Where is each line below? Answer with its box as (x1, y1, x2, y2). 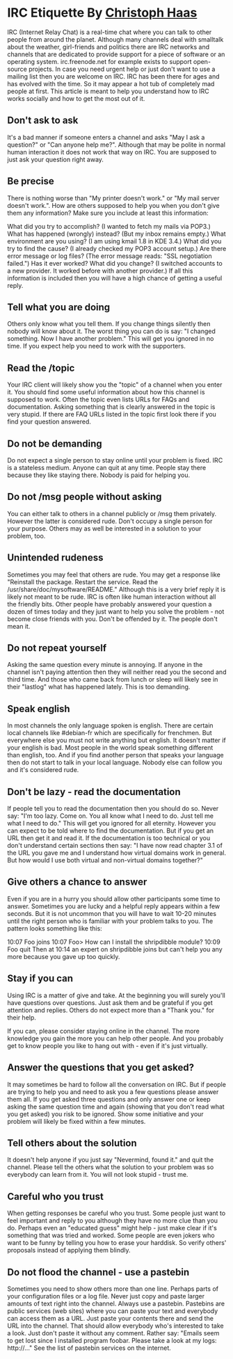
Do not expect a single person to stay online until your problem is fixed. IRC (7, 456, 223, 464)
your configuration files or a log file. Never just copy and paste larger (7, 1292, 205, 1300)
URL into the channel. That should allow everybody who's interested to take (7, 1321, 224, 1330)
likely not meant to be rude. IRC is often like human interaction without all (7, 593, 216, 601)
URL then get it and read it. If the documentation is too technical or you (7, 834, 211, 842)
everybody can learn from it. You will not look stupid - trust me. (7, 1171, 188, 1179)
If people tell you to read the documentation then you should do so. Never (7, 805, 219, 813)
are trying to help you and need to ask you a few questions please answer (7, 1087, 219, 1096)
